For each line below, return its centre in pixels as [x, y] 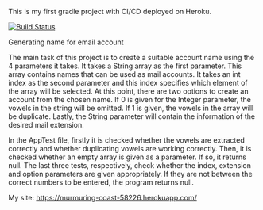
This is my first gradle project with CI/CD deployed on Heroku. [110, 11]
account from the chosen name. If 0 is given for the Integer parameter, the [130, 99]
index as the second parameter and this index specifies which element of [128, 83]
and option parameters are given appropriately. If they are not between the [130, 174]
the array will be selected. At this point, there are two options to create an [128, 91]
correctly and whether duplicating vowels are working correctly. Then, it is [130, 149]
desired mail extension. [46, 125]
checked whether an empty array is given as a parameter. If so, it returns [127, 157]
